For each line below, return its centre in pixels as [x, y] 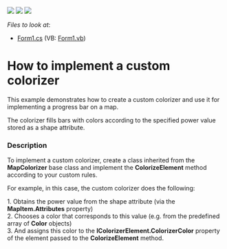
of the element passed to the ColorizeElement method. [85, 238]
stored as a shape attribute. [46, 127]
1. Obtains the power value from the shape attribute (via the [91, 202]
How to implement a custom [89, 66]
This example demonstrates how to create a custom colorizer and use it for [113, 99]
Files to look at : [29, 25]
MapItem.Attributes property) [50, 209]
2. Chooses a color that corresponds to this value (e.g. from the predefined [113, 216]
